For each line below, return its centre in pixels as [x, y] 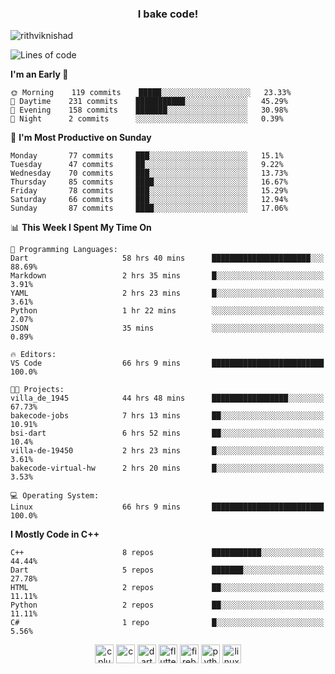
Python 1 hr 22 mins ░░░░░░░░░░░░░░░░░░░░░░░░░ [167, 311]
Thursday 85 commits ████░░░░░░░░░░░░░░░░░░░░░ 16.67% [149, 182]
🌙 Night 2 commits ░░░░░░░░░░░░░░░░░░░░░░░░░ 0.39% [147, 119]
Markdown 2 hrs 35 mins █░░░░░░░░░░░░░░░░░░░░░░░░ [167, 276]
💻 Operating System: [55, 496]
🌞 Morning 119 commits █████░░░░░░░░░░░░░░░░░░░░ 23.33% [151, 93]
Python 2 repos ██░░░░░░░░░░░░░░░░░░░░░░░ [167, 605]
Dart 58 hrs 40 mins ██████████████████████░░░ [167, 258]
